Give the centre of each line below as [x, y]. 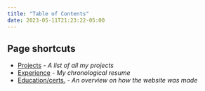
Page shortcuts [41, 49]
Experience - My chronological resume [74, 73]
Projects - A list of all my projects [66, 65]
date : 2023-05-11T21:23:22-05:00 [56, 20]
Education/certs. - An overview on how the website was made [107, 80]
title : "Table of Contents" [48, 14]
